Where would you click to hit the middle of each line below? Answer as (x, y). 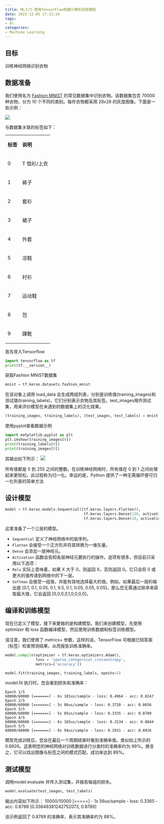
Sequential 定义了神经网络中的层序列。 (51, 539)
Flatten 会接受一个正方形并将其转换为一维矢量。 (61, 545)
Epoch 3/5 (15, 709)
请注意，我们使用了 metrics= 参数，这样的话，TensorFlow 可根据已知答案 (79, 640)
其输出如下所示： (22, 459)
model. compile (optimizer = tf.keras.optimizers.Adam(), (63, 655)
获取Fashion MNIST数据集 (31, 375)
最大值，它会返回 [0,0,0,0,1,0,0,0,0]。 (54, 594)
